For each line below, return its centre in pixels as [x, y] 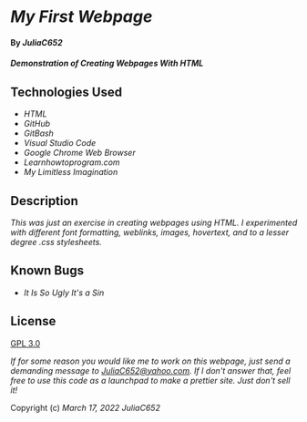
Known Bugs [47, 271]
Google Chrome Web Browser [79, 153]
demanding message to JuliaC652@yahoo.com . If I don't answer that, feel [151, 370]
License [33, 321]
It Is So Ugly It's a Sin [64, 293]
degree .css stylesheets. [56, 242]
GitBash [38, 133]
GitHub [37, 124]
